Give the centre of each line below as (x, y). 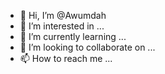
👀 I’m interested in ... (62, 26)
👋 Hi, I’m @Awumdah (63, 15)
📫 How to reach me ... (66, 58)
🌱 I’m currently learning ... (73, 36)
